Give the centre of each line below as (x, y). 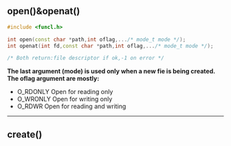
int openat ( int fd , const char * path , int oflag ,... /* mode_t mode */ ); (110, 46)
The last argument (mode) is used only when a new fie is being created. (111, 71)
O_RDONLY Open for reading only (65, 92)
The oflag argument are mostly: (53, 79)
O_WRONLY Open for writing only (65, 99)
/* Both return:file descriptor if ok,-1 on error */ (86, 58)
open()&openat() (44, 11)
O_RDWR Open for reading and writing (71, 106)
